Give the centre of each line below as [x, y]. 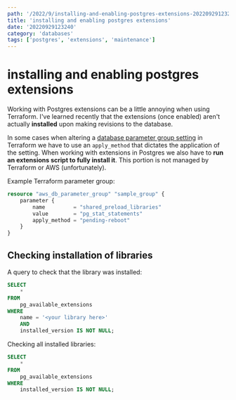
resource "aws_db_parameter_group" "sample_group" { [86, 194]
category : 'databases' [40, 33]
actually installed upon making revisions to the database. [90, 124]
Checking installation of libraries [80, 255]
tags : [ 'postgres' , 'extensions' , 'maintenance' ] [81, 40]
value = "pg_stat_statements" [87, 214]
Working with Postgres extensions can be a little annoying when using [109, 109]
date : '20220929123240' [42, 27]
